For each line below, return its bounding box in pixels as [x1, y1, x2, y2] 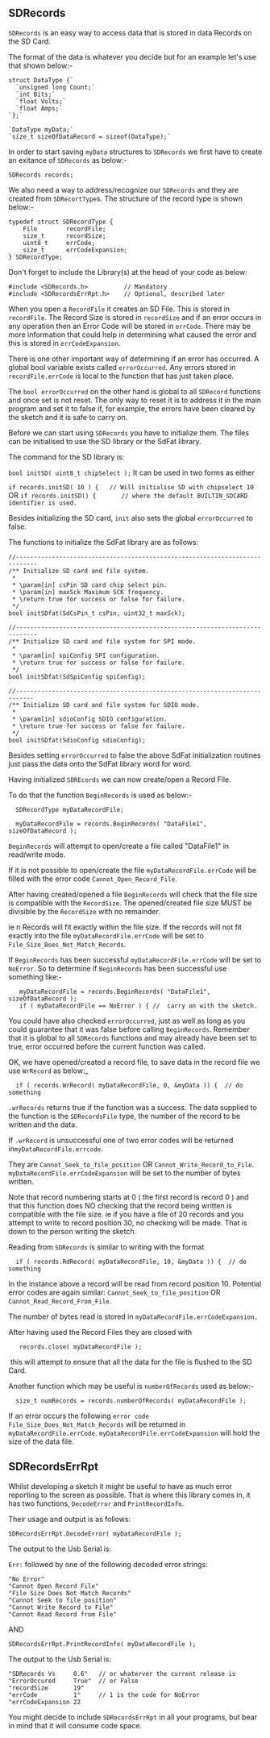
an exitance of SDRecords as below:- [8, 155, 127, 164]
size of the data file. [8, 1437, 74, 1446]
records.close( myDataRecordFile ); [19, 1342, 143, 1351]
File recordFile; [23, 225, 106, 233]
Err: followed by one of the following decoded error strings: [8, 1559, 208, 1569]
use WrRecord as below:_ [8, 1066, 89, 1075]
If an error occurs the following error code [8, 1411, 149, 1420]
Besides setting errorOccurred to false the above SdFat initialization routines [8, 750, 261, 760]
